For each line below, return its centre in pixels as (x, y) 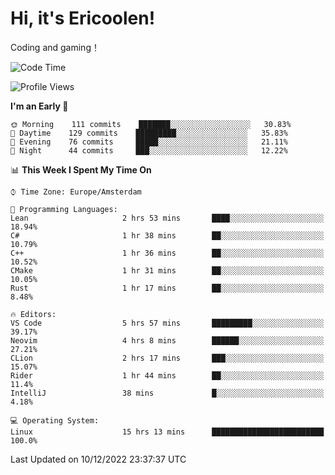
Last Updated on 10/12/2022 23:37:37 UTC (98, 459)
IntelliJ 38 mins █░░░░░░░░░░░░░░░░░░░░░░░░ (167, 393)
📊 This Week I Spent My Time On (81, 169)
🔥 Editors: (33, 314)
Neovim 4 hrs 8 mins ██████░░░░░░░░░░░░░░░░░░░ (167, 340)
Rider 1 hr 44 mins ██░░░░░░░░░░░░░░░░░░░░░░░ (167, 375)
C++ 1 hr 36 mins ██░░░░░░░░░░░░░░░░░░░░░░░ (167, 253)
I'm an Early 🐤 (39, 106)
